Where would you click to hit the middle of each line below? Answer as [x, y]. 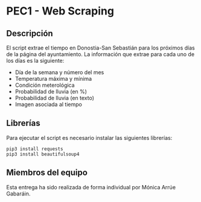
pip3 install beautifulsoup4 [43, 154]
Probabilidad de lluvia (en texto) [55, 98]
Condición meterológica [45, 85]
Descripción [30, 33]
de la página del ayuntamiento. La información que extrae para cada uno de [101, 54]
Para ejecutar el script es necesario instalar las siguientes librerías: [89, 137]
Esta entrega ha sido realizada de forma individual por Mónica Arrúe [91, 187]
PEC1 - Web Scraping [60, 11]
